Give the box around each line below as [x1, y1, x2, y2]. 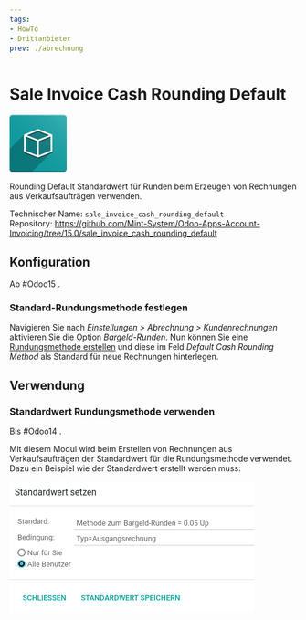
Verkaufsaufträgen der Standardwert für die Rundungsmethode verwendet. [9, 453, 293, 464]
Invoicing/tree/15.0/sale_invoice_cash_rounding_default [9, 228, 217, 239]
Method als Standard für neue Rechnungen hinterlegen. [9, 352, 219, 363]
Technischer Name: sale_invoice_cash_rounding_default [9, 208, 225, 219]
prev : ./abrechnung [9, 44, 84, 53]
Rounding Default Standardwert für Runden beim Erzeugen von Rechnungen [9, 181, 297, 192]
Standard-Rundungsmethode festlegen [9, 301, 189, 314]
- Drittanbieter [9, 34, 71, 43]
